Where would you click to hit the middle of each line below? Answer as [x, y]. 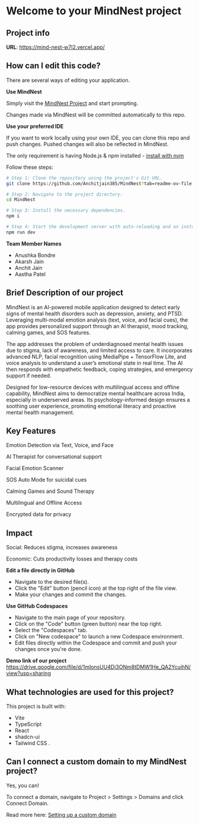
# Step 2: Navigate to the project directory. [65, 194]
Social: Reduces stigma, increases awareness [62, 548]
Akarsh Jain [29, 261]
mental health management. [40, 412]
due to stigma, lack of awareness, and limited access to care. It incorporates [99, 350]
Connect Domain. [28, 803]
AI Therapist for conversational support [54, 457]
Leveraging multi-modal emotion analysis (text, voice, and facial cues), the [97, 320]
